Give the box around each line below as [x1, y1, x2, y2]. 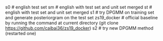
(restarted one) [5, 31, 36, 36]
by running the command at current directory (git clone [5, 20, 118, 26]
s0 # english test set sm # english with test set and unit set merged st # [5, 4, 152, 10]
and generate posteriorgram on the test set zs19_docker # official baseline [5, 15, 158, 20]
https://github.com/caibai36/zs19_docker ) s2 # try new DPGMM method [5, 25, 153, 31]
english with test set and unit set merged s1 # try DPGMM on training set [5, 9, 154, 15]
